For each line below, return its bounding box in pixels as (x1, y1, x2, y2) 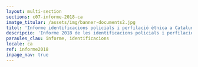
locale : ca (6, 41, 33, 47)
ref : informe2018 (6, 47, 49, 52)
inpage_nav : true (6, 52, 49, 58)
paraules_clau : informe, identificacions (6, 36, 110, 41)
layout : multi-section (6, 8, 62, 15)
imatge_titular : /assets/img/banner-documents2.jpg (6, 19, 136, 25)
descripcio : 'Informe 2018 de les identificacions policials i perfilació (6, 30, 194, 36)
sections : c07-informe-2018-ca (6, 14, 83, 20)
